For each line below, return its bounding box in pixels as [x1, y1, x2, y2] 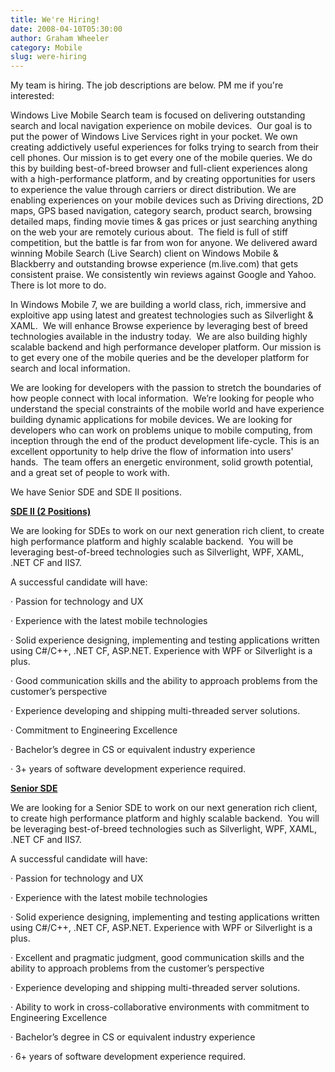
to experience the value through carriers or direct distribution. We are [10, 184, 297, 196]
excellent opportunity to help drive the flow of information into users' [10, 446, 294, 458]
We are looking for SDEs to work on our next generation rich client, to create [10, 525, 325, 537]
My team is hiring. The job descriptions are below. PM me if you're [10, 79, 284, 91]
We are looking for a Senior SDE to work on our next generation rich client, [10, 802, 318, 814]
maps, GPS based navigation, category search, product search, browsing [10, 205, 313, 217]
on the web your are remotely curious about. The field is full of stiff [10, 226, 288, 238]
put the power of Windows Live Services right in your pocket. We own [10, 131, 298, 143]
